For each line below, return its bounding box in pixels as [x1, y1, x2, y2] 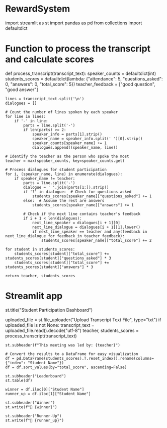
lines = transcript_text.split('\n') [5, 96, 85, 101]
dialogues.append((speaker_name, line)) [32, 145, 118, 150]
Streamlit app [5, 290, 63, 302]
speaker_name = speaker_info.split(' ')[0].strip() [32, 136, 143, 141]
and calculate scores [5, 54, 95, 65]
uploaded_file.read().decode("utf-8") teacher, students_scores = [5, 327, 139, 333]
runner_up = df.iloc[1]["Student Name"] [5, 391, 92, 396]
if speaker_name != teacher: [14, 176, 75, 181]
